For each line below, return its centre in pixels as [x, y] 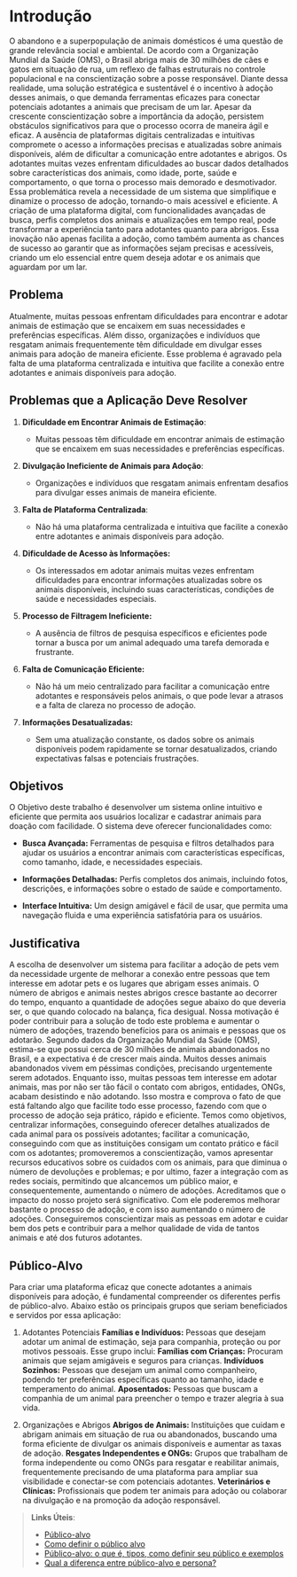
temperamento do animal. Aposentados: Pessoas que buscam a [140, 1389]
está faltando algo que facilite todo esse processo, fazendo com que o [138, 1106]
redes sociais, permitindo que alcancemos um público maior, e [124, 1182]
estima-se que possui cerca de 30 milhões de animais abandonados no [140, 1050]
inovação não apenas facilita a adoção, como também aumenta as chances [147, 238]
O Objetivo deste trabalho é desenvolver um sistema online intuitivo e [136, 808]
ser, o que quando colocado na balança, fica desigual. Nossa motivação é [144, 1011]
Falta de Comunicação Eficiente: [83, 669]
